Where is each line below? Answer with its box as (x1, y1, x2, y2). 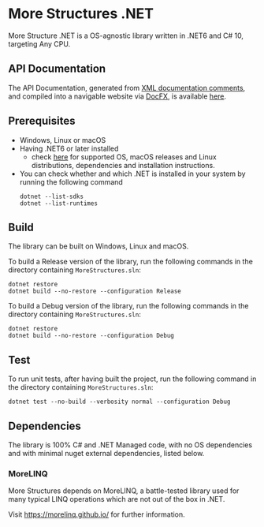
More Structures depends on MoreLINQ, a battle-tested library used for (8, 486, 240, 495)
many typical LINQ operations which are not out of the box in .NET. (8, 495, 225, 504)
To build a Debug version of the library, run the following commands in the (8, 301, 249, 311)
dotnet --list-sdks (19, 192, 84, 200)
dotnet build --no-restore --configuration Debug (8, 332, 175, 340)
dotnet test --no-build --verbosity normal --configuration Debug (8, 398, 231, 406)
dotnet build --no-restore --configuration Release (8, 287, 181, 296)
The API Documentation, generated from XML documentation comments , (8, 83, 246, 92)
